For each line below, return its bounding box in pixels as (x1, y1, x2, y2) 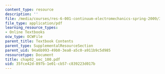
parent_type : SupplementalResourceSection (5, 43, 93, 48)
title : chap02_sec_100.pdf (5, 57, 60, 62)
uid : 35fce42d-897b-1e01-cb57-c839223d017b (5, 61, 96, 66)
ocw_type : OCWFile (5, 35, 43, 39)
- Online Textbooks (5, 30, 45, 35)
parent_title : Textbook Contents (5, 39, 74, 44)
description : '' (5, 12, 38, 17)
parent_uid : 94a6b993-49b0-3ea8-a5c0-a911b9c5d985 (5, 48, 111, 53)
